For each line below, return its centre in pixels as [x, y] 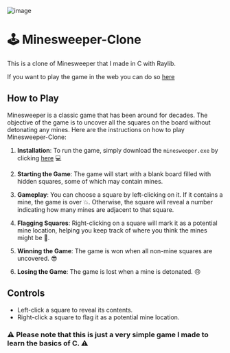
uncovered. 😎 [37, 258]
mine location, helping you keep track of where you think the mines [112, 230]
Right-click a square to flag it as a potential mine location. [98, 317]
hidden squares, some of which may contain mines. [90, 181]
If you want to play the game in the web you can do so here [91, 76]
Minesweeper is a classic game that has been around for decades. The [107, 115]
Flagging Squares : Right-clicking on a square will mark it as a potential [117, 223]
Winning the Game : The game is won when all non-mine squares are [115, 250]
